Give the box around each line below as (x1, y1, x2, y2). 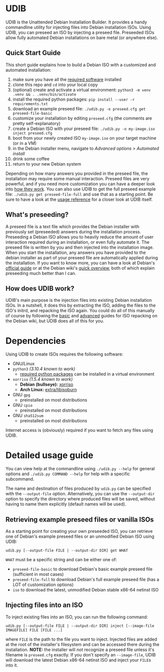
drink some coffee (12, 156, 50, 162)
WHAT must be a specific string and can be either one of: (5, 557, 117, 563)
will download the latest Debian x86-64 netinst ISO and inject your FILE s (5, 657, 151, 663)
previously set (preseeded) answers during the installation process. (5, 229, 141, 234)
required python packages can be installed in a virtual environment (20, 371, 155, 377)
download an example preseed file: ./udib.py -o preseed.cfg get (12, 105, 146, 111)
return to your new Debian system (12, 161, 82, 167)
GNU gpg (12, 392, 31, 398)
